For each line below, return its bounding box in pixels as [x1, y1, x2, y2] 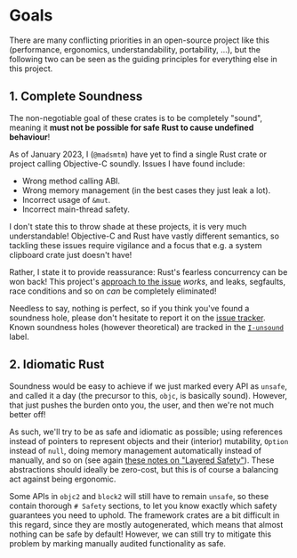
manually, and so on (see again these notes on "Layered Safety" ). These [9, 455, 275, 465]
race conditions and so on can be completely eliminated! [9, 286, 217, 296]
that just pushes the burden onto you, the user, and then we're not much [9, 400, 274, 410]
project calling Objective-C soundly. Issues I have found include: [9, 158, 245, 169]
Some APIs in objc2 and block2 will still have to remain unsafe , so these [9, 490, 269, 501]
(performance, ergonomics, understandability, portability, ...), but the [9, 44, 261, 54]
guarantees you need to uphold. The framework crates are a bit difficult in [9, 509, 280, 521]
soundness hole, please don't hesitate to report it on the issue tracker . [9, 312, 266, 323]
